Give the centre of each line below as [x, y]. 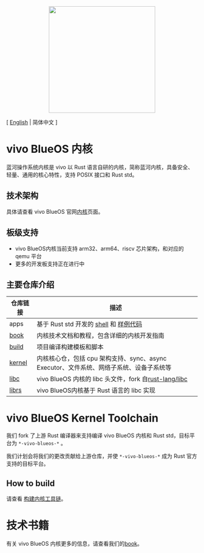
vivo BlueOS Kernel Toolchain [83, 418]
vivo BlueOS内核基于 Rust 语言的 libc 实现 [96, 390]
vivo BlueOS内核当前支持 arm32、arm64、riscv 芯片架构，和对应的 [99, 248]
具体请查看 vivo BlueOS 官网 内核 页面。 [55, 211]
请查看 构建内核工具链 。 [36, 499]
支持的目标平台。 [28, 464]
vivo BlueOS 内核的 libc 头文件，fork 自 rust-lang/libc [112, 379]
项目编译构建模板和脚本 [70, 347]
